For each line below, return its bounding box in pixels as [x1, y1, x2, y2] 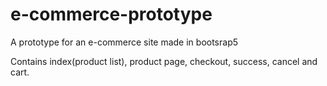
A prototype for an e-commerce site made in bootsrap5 [10, 36, 239, 48]
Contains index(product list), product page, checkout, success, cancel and [10, 55, 318, 67]
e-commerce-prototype [10, 3, 213, 26]
